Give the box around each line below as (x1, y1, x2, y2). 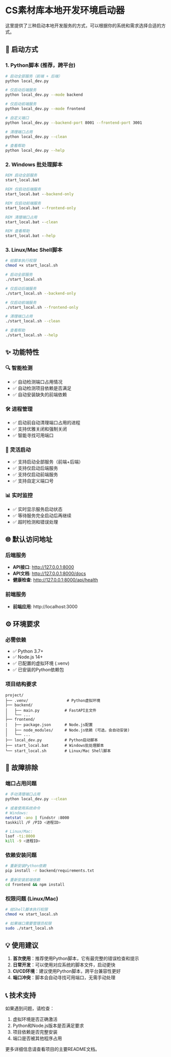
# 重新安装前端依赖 (5, 877, 41, 883)
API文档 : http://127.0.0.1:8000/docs (12, 571, 87, 577)
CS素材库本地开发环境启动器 (5, 5, 125, 16)
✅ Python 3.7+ (12, 648, 44, 655)
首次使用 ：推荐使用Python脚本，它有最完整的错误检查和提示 (12, 956, 139, 962)
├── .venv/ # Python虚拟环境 (5, 698, 101, 703)
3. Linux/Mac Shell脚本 (5, 247, 63, 254)
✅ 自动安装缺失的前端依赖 (12, 391, 67, 397)
